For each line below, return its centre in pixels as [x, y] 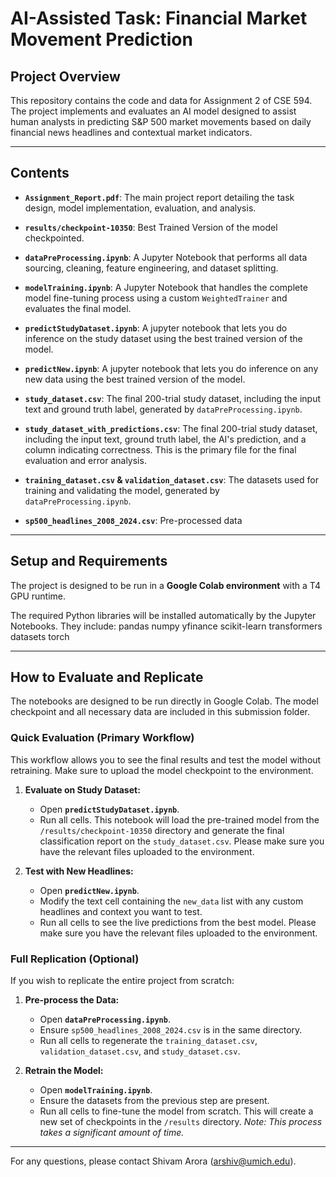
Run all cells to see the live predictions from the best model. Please [178, 922]
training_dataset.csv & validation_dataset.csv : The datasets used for [171, 479]
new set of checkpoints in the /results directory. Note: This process [181, 1122]
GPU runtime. [38, 596]
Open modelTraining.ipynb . [96, 1090]
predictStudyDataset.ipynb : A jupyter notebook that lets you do [156, 328]
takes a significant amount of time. [112, 1133]
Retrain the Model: [64, 1071]
